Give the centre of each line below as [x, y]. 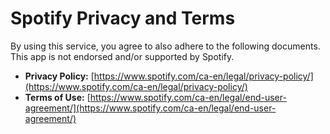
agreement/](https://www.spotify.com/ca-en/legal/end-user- [150, 108]
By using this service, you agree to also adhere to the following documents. [165, 46]
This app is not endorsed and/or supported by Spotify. [122, 56]
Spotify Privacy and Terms [123, 18]
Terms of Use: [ [57, 97]
